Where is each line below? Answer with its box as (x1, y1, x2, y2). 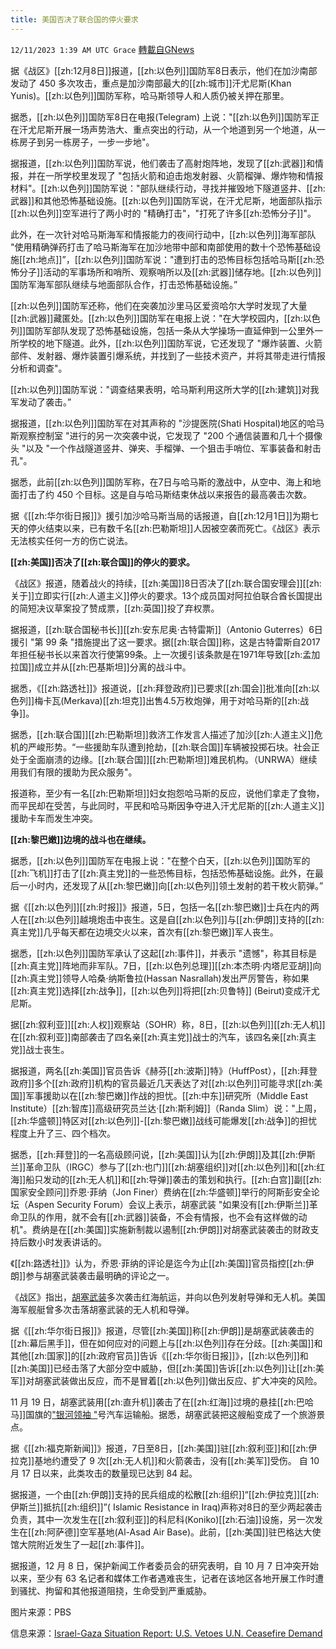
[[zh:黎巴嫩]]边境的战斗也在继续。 (10, 833, 152, 845)
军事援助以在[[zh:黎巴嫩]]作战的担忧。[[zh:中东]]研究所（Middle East (25, 1089, 309, 1101)
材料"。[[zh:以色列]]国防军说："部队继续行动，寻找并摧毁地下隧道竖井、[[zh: (10, 182, 326, 194)
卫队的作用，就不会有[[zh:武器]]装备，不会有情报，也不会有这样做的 (18, 1211, 299, 1223)
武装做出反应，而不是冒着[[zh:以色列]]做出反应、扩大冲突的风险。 (51, 1374, 323, 1386)
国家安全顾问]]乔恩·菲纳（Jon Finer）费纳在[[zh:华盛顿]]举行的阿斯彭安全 (10, 1186, 312, 1198)
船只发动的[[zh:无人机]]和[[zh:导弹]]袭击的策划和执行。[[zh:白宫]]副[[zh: (25, 1173, 322, 1185)
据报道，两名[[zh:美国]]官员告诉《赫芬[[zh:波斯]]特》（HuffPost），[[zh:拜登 (10, 1064, 318, 1076)
